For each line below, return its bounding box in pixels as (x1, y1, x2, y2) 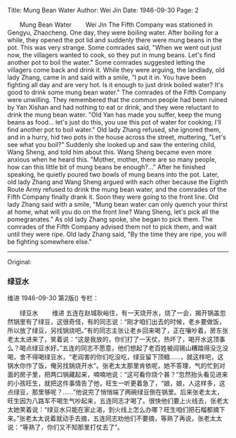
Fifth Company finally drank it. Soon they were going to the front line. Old (7, 193, 219, 201)
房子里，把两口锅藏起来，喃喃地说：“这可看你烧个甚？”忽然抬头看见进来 (19, 371, 228, 379)
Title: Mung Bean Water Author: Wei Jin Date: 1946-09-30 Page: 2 (7, 6, 199, 14)
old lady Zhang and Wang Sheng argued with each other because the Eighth (7, 178, 228, 186)
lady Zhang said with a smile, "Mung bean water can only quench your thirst (7, 200, 228, 208)
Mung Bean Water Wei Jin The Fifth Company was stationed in (19, 20, 213, 29)
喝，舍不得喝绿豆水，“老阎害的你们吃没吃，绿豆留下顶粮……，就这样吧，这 (7, 353, 224, 361)
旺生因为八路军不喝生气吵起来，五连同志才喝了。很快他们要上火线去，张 (7, 397, 216, 405)
